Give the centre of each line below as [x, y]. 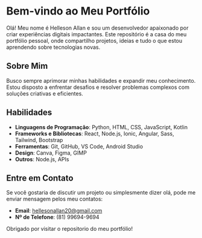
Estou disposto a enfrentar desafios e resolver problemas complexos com [98, 87]
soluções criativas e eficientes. [45, 93]
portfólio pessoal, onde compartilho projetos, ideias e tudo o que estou [94, 40]
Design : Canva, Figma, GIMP [51, 153]
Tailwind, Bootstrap [39, 140]
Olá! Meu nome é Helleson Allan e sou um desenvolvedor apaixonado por [97, 28]
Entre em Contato [40, 178]
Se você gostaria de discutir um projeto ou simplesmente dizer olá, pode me [101, 193]
